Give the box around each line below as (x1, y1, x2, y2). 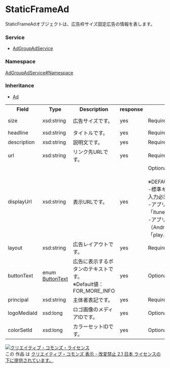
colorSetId (8, 326, 33, 334)
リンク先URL (72, 148, 104, 155)
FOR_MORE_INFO (72, 287, 115, 294)
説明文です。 (72, 139, 103, 146)
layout (8, 244, 23, 251)
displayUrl (8, 198, 32, 205)
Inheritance (5, 82, 34, 89)
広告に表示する (72, 258, 109, 265)
